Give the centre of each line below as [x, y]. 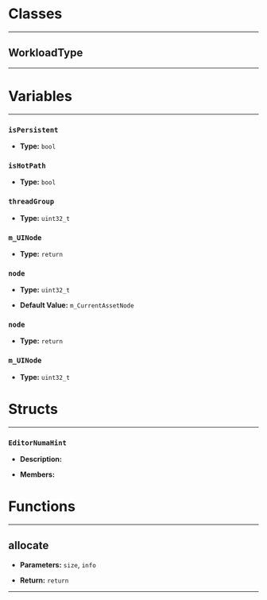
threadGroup [31, 202]
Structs [33, 409]
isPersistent [33, 130]
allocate [29, 546]
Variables [41, 96]
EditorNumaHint [38, 443]
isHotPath [27, 165]
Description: [41, 459]
